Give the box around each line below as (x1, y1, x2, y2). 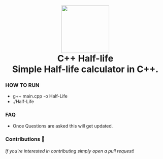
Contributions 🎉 (5, 135, 45, 142)
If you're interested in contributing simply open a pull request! (5, 148, 135, 154)
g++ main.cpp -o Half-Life (12, 93, 68, 99)
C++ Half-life (57, 53, 114, 65)
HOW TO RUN (5, 82, 40, 89)
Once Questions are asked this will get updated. (12, 122, 113, 129)
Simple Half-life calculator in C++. (12, 63, 159, 75)
